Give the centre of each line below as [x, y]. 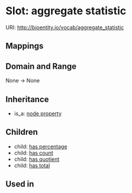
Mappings [25, 46]
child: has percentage [41, 146]
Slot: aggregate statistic [66, 11]
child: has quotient [37, 159]
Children [22, 132]
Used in [20, 184]
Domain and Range [41, 66]
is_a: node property [38, 113]
